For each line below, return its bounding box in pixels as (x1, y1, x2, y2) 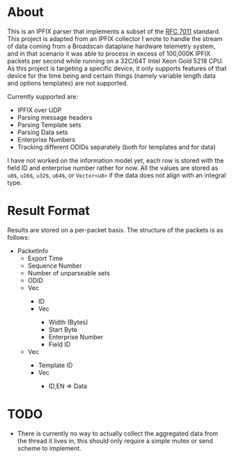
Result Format (7, 203, 91, 219)
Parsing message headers (17, 113, 93, 122)
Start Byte (48, 325, 78, 334)
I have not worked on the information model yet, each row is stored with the (7, 156, 224, 164)
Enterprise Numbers (17, 135, 75, 143)
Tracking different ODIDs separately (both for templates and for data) (17, 143, 216, 151)
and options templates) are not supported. (7, 79, 129, 87)
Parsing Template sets (17, 120, 81, 129)
